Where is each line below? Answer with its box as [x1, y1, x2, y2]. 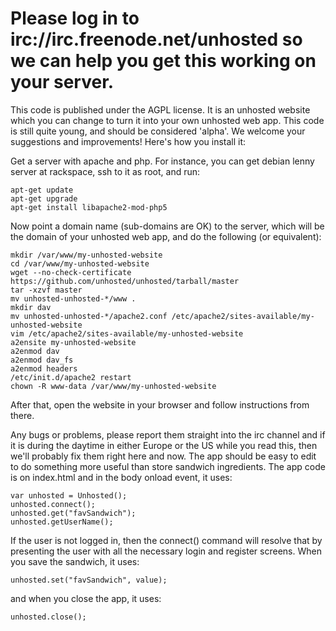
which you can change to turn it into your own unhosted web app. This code [10, 114, 325, 126]
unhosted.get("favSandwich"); [10, 508, 137, 518]
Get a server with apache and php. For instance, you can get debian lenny [10, 155, 315, 167]
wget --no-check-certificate [10, 267, 132, 277]
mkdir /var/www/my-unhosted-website [10, 250, 163, 260]
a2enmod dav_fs [10, 355, 74, 365]
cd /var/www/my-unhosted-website [10, 258, 150, 269]
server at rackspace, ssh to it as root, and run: [10, 165, 201, 177]
